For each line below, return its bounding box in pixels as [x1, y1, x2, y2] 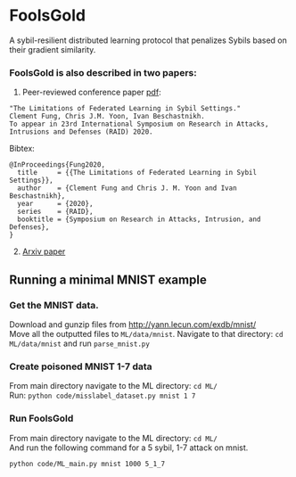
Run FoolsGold [9, 412, 74, 424]
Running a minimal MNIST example [9, 272, 207, 287]
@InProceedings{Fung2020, [9, 160, 105, 169]
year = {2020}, [17, 200, 94, 209]
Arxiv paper [21, 246, 66, 257]
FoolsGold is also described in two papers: [9, 66, 198, 78]
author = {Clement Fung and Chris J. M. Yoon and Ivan [17, 184, 238, 193]
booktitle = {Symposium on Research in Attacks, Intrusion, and [17, 215, 261, 224]
